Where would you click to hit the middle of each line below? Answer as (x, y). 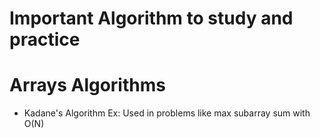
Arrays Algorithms (87, 85)
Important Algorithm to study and (151, 18)
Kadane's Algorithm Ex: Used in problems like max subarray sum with (167, 113)
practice (45, 39)
